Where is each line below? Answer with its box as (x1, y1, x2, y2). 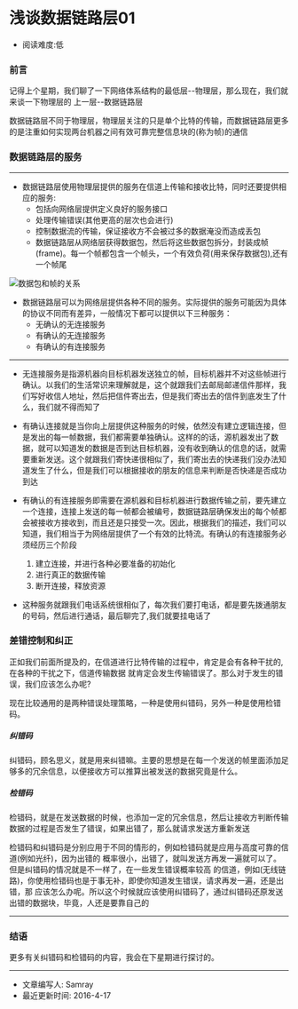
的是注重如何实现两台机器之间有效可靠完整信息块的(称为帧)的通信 (9, 126, 248, 138)
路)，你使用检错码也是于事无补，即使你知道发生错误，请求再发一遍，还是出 (9, 875, 285, 886)
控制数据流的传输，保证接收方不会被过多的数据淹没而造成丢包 (35, 226, 262, 236)
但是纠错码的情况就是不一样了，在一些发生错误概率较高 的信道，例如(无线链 (9, 863, 286, 875)
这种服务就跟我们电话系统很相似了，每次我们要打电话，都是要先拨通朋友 (21, 599, 286, 609)
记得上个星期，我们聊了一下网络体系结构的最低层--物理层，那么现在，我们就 (9, 85, 288, 96)
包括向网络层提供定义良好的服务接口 (35, 203, 169, 214)
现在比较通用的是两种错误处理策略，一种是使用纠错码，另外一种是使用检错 (9, 697, 281, 708)
